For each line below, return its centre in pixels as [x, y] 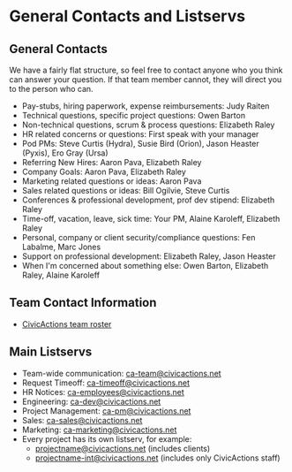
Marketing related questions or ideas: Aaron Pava [112, 181]
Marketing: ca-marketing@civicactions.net [99, 430]
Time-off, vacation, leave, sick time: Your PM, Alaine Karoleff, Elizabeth [151, 219]
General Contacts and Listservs [127, 16]
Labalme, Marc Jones [61, 247]
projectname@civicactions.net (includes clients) [123, 448]
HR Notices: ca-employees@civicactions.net [103, 392]
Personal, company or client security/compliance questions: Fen [139, 237]
